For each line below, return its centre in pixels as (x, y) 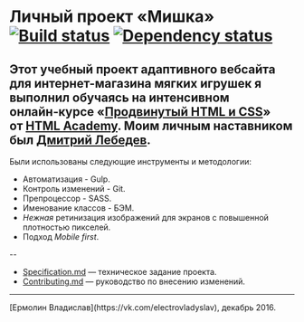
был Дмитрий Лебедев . (80, 140)
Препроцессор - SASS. (67, 198)
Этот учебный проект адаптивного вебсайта (142, 69)
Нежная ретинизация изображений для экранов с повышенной (146, 218)
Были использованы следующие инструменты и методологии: (130, 161)
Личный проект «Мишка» (112, 17)
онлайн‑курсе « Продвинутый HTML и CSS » (140, 112)
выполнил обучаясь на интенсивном (119, 97)
